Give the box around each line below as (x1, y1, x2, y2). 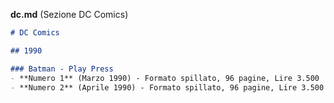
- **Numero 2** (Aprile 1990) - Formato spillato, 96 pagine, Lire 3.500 (10, 82, 325, 93)
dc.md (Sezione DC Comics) (10, 9, 129, 20)
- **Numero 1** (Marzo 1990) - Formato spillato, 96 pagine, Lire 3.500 (10, 73, 320, 83)
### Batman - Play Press (10, 64, 114, 74)
